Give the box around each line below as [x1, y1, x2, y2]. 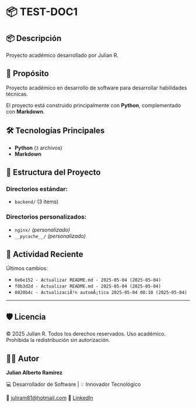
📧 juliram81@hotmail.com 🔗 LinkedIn [6, 394, 93, 402]
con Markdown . [6, 108, 45, 115]
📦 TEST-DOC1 [6, 5, 78, 19]
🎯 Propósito [6, 69, 50, 78]
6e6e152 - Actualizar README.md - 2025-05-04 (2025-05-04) [14, 277, 162, 283]
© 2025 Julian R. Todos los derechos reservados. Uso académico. [6, 330, 166, 337]
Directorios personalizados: [6, 213, 87, 221]
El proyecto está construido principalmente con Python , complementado [6, 101, 181, 109]
